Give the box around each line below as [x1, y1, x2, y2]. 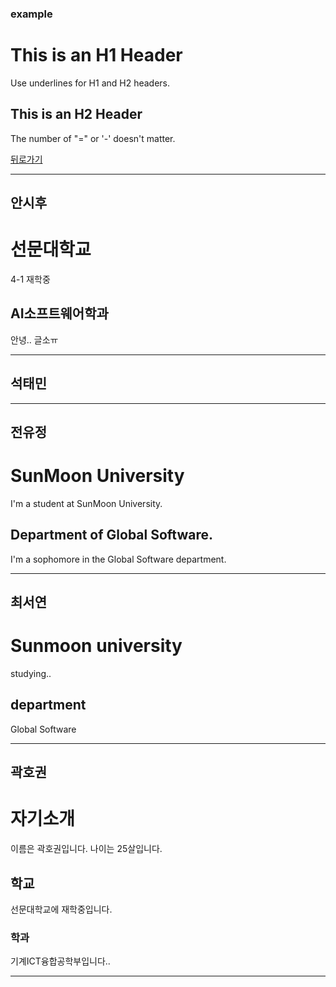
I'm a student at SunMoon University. [10, 497, 163, 509]
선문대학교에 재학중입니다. [10, 903, 113, 916]
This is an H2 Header [10, 106, 143, 123]
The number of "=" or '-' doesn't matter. [10, 132, 176, 144]
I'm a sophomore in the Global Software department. [10, 553, 227, 565]
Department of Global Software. [10, 527, 214, 544]
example [10, 7, 53, 21]
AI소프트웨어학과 [10, 305, 109, 322]
